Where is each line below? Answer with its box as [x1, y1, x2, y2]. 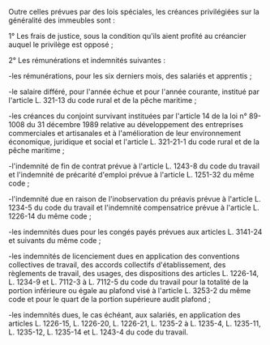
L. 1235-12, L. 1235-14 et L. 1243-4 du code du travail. [8, 327, 189, 337]
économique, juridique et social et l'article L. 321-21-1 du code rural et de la [8, 137, 259, 147]
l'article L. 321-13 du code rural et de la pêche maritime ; [8, 96, 197, 104]
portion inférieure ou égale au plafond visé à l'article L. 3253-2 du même [8, 286, 251, 295]
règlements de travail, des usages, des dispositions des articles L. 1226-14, [8, 269, 259, 278]
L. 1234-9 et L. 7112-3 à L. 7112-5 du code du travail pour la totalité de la [8, 277, 249, 287]
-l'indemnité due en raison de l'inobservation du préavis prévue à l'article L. [8, 194, 261, 203]
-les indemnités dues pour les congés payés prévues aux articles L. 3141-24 [8, 227, 263, 236]
